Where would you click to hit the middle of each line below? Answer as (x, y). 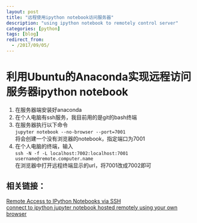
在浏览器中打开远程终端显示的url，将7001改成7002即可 (83, 165)
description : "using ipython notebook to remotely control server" (92, 23)
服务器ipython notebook (67, 92)
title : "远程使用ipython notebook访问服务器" (60, 17)
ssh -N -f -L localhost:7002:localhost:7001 (71, 153)
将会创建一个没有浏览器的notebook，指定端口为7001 (80, 138)
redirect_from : (25, 40)
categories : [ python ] (33, 29)
